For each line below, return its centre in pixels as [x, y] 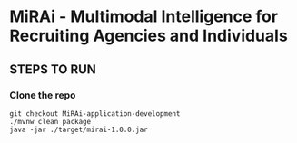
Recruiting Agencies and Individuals [148, 36]
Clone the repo [43, 95]
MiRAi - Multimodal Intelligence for [144, 17]
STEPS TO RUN [53, 69]
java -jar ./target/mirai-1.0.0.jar [79, 129]
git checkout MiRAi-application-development [95, 114]
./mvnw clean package [50, 121]
